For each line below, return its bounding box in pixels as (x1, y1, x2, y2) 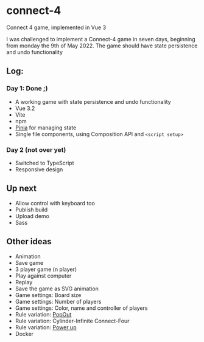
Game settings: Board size (15, 291, 82, 298)
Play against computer (15, 272, 72, 279)
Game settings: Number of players (15, 298, 102, 305)
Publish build (15, 206, 48, 213)
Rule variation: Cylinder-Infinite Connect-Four (15, 317, 130, 324)
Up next (6, 183, 37, 194)
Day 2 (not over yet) (6, 145, 66, 154)
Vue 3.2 (15, 104, 35, 112)
